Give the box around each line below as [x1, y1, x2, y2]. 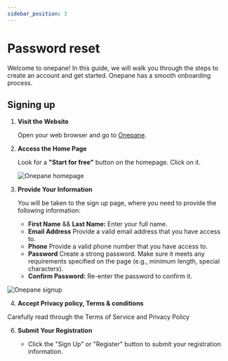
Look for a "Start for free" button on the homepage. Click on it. [17, 158, 201, 167]
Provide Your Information [17, 185, 93, 193]
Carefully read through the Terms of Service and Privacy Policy [7, 313, 190, 321]
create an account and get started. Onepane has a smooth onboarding [7, 71, 211, 79]
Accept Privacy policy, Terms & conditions [17, 299, 144, 308]
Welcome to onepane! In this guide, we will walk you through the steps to [7, 64, 219, 72]
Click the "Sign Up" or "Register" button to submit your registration [27, 340, 221, 348]
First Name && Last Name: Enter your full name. [27, 220, 168, 229]
